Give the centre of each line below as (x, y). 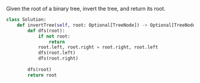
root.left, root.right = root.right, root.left (98, 47)
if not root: (54, 36)
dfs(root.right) (58, 59)
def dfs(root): (46, 30)
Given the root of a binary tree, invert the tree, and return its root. (86, 9)
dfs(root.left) (57, 53)
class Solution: (26, 20)
